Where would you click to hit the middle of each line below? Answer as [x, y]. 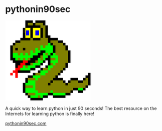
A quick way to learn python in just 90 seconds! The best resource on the [81, 108]
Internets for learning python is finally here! [50, 113]
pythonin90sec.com [26, 123]
